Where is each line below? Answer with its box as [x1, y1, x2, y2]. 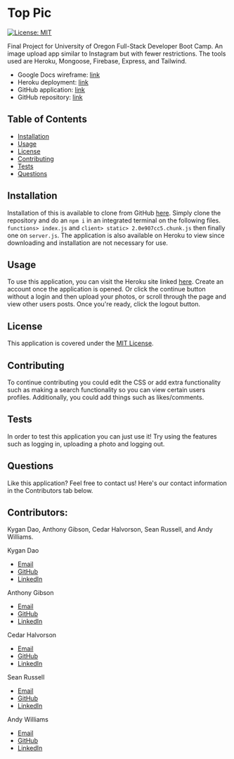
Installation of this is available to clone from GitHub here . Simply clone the [7, 208, 221, 217]
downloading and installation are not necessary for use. [7, 238, 169, 247]
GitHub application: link [17, 85, 86, 94]
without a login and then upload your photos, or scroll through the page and [7, 292, 227, 301]
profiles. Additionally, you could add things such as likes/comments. [7, 393, 204, 401]
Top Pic [7, 5, 52, 21]
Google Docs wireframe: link [17, 70, 100, 79]
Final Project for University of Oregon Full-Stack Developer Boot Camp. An [7, 42, 223, 50]
